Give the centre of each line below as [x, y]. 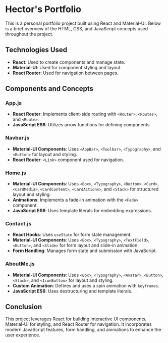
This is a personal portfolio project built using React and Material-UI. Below [83, 23]
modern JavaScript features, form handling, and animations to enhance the [83, 330]
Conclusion [24, 307]
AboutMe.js [20, 264]
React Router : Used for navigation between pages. [65, 73]
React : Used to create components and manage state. [69, 62]
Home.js [16, 173]
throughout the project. [29, 34]
